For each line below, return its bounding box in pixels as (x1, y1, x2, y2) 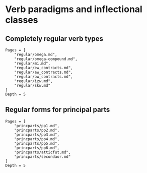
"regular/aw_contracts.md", (14, 70, 73, 75)
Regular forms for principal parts (5, 105, 110, 114)
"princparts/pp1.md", (14, 123, 59, 128)
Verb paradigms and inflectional (5, 4, 142, 15)
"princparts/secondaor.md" (14, 154, 71, 159)
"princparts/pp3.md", (14, 132, 59, 137)
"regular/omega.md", (14, 52, 57, 57)
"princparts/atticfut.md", (14, 150, 71, 155)
